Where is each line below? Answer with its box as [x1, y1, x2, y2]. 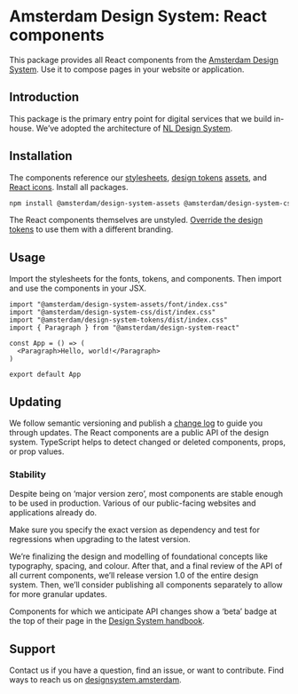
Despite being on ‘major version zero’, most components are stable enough [9, 489, 284, 499]
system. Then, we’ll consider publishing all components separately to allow [9, 579, 283, 590]
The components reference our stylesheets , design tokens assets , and [9, 172, 268, 183]
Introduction [9, 90, 80, 105]
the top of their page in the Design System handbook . [9, 616, 206, 626]
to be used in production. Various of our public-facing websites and [9, 498, 256, 508]
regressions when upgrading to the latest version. [9, 534, 191, 545]
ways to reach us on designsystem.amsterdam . [9, 674, 182, 685]
